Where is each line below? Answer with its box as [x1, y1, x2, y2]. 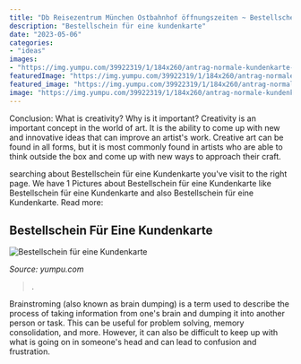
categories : [9, 38, 54, 48]
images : [9, 55, 39, 64]
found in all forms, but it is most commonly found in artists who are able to [9, 141, 284, 152]
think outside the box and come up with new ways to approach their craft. [9, 151, 282, 161]
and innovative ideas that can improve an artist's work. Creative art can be [9, 132, 284, 143]
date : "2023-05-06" [9, 30, 82, 39]
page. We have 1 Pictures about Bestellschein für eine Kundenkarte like [9, 178, 271, 188]
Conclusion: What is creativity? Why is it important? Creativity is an [9, 113, 257, 124]
